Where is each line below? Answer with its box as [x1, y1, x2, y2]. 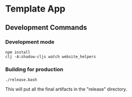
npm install [5, 50, 30, 55]
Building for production [5, 66, 64, 73]
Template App [5, 3, 66, 15]
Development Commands [5, 23, 87, 32]
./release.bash [5, 77, 37, 82]
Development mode [5, 38, 55, 45]
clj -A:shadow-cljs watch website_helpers [5, 54, 96, 59]
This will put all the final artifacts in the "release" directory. [5, 86, 127, 92]
